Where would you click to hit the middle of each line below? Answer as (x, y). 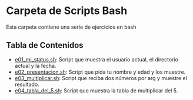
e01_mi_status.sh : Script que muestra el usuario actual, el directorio (96, 59)
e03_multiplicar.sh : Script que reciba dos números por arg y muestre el (101, 78)
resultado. (27, 84)
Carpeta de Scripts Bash (67, 11)
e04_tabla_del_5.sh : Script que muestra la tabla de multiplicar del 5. (96, 90)
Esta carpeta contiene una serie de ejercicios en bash (71, 27)
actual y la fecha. (35, 65)
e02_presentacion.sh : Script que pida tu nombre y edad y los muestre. (100, 72)
